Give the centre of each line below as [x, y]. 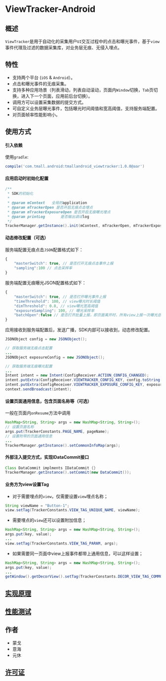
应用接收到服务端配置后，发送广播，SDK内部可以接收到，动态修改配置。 [79, 330]
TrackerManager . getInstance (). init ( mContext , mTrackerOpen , [68, 226]
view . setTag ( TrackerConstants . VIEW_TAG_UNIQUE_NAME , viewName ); [73, 510]
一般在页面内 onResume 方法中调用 [38, 413]
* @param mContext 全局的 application [47, 203]
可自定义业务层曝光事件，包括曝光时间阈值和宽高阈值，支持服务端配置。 [86, 108]
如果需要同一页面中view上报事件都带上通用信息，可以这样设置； [78, 553]
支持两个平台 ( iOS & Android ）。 [44, 77]
